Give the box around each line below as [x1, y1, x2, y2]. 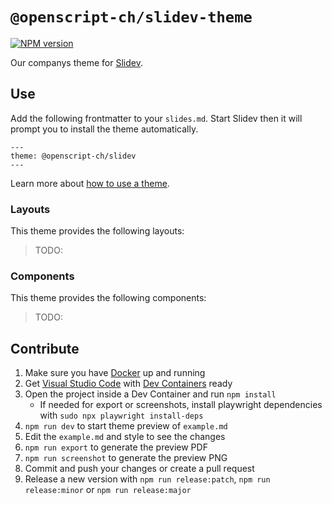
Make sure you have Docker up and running [24, 367, 206, 379]
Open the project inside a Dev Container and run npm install [24, 388, 277, 400]
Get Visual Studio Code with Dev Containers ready [24, 378, 233, 390]
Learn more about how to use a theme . [10, 177, 170, 189]
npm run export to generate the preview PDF [24, 441, 208, 453]
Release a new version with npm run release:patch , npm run [24, 473, 271, 485]
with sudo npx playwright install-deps [39, 409, 204, 422]
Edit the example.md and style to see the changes [24, 431, 226, 443]
